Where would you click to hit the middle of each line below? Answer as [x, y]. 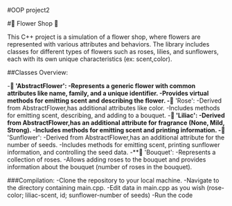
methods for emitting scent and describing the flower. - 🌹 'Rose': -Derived [115, 101]
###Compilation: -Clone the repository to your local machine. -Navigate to [113, 180]
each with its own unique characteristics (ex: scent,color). [90, 59]
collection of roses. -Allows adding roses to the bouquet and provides [107, 160]
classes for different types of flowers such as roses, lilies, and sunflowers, [113, 52]
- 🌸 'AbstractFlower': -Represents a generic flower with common [101, 86]
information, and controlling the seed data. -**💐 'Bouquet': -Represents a [111, 152]
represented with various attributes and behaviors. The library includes [108, 44]
